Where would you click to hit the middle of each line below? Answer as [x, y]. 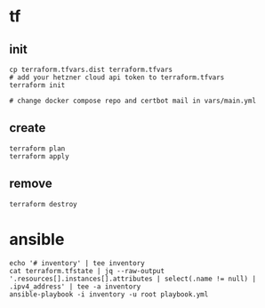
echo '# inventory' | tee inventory [77, 263]
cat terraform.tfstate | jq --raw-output [87, 271]
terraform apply [39, 156]
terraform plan [37, 149]
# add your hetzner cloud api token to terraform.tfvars [117, 77]
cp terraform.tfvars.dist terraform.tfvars [91, 69]
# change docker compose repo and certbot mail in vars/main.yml [132, 101]
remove [31, 184]
